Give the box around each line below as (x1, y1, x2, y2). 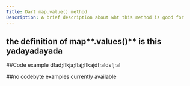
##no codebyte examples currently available (6, 73, 117, 81)
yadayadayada (6, 45, 63, 56)
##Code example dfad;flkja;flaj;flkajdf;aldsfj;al (6, 62, 121, 69)
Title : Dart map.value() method (6, 8, 87, 15)
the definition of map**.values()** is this (6, 36, 162, 47)
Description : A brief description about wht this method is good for (6, 14, 185, 20)
